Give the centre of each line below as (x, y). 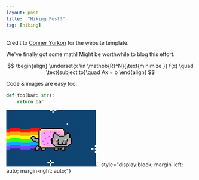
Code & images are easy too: (42, 84)
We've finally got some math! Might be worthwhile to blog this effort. (91, 54)
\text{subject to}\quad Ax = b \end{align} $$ (100, 72)
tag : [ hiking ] (24, 25)
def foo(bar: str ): (30, 95)
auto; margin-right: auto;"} (39, 171)
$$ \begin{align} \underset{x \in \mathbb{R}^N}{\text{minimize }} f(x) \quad (100, 66)
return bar (30, 102)
